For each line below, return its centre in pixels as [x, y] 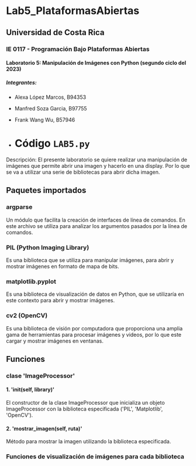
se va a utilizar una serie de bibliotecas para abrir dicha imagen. [83, 172]
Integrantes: [21, 82]
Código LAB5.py [52, 144]
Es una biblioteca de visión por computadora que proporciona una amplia [94, 328]
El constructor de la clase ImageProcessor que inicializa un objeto [85, 403]
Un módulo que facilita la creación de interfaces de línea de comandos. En [96, 220]
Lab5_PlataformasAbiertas [73, 11]
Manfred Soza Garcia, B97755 [51, 109]
